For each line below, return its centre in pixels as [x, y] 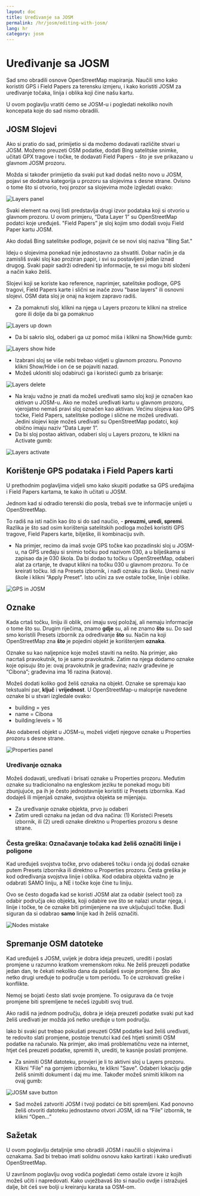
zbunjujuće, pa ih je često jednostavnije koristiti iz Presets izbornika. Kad [96, 791]
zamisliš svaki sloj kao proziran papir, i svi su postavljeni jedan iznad [90, 259]
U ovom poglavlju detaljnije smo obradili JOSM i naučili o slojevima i [90, 1150]
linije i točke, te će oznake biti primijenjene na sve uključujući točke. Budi [96, 907]
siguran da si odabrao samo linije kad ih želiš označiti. [73, 914]
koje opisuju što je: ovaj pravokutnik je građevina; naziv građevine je [90, 665]
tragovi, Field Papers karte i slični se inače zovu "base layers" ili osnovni [95, 289]
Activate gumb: [33, 441]
